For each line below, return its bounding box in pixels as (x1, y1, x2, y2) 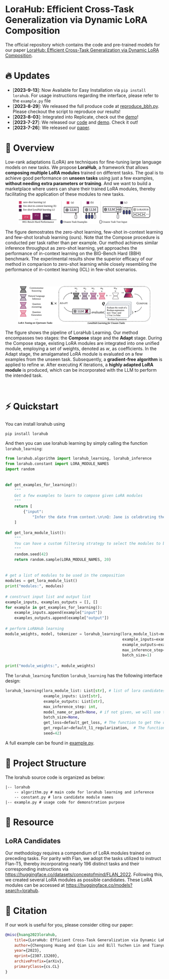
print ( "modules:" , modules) (5, 584, 64, 589)
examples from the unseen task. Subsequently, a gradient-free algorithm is (5, 357, 162, 363)
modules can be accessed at (5, 882, 65, 888)
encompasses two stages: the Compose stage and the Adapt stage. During (5, 335, 162, 341)
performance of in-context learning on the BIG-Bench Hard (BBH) (5, 250, 141, 256)
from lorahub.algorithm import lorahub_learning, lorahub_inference (5, 456, 152, 461)
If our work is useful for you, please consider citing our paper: (5, 922, 134, 928)
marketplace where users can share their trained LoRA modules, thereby (5, 186, 156, 192)
